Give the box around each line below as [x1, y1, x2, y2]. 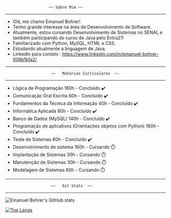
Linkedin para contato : [12, 51, 61, 57]
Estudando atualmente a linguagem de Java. [12, 46, 106, 51]
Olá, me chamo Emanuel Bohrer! [12, 18, 80, 24]
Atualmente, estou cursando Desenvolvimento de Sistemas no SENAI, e [12, 30, 163, 35]
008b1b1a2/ [12, 57, 37, 62]
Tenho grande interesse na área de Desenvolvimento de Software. [12, 24, 152, 30]
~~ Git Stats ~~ [50, 183, 93, 188]
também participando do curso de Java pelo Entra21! [12, 35, 124, 41]
